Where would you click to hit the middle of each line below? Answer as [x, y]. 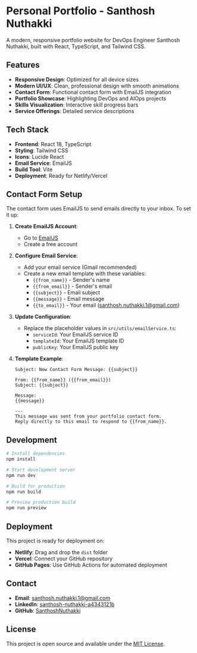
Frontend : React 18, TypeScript [53, 144]
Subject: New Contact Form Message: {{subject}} [76, 370]
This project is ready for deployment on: [55, 541]
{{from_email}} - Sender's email [72, 286]
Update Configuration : [43, 317]
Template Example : [39, 359]
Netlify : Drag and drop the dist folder [61, 552]
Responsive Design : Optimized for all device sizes [76, 79]
